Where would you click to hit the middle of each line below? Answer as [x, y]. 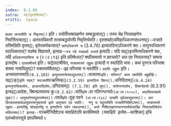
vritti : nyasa [21, 19]
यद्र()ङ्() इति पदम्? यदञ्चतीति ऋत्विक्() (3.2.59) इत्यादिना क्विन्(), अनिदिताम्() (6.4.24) [79, 80]
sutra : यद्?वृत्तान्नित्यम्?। [27, 15]
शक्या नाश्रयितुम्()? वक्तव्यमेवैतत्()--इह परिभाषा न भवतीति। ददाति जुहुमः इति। [67, 69]
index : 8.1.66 [21, 10]
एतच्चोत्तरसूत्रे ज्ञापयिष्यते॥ [26, 118]
